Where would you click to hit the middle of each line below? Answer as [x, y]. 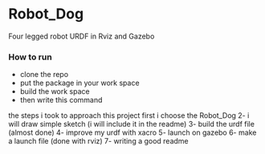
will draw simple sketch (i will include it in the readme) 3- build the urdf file [132, 124]
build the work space [55, 91]
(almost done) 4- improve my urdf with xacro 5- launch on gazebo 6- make [132, 132]
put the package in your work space [79, 83]
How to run [30, 57]
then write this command [61, 100]
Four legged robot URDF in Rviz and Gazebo [82, 36]
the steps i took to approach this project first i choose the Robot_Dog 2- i [129, 115]
